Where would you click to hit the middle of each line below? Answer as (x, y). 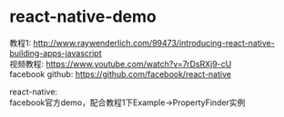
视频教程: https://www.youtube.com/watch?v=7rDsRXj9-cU (121, 63)
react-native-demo (83, 17)
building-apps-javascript (56, 53)
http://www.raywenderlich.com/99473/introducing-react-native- (154, 43)
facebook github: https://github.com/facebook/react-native (121, 73)
